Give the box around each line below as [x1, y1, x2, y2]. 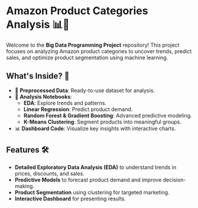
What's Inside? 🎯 [6, 71, 70, 81]
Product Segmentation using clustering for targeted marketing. [14, 188, 170, 196]
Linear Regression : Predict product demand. [23, 105, 133, 113]
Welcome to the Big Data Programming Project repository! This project [6, 41, 180, 48]
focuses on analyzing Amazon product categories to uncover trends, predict [6, 47, 192, 54]
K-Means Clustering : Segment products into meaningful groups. [23, 118, 181, 125]
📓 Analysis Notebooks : [14, 93, 72, 100]
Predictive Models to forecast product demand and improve [14, 176, 162, 183]
